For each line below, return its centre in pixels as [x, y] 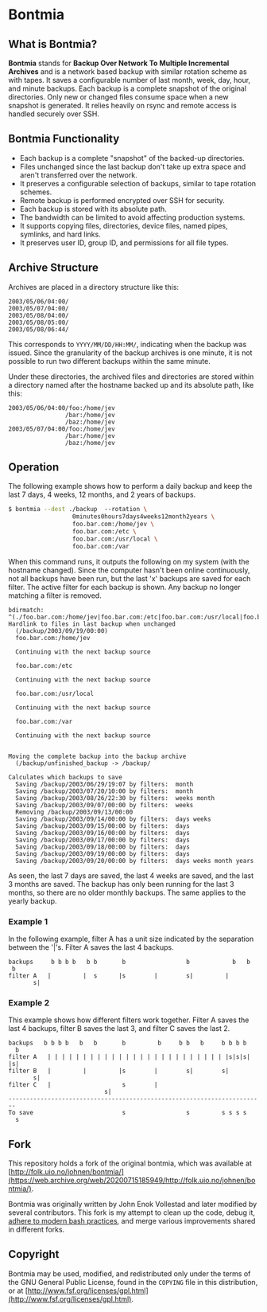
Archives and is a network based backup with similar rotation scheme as [128, 72]
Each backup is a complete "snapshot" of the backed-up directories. [132, 158]
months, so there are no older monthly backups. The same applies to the [127, 892]
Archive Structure [54, 268]
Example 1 [28, 921]
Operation [34, 467]
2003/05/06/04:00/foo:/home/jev [62, 408]
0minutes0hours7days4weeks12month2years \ [143, 517]
